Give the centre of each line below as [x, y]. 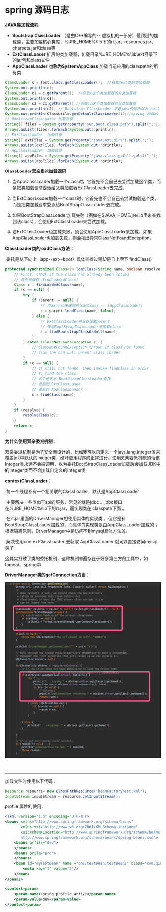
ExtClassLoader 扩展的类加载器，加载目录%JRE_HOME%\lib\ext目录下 [85, 54]
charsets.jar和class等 [34, 48]
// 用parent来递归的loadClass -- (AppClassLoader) [92, 306]
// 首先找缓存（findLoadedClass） [47, 280]
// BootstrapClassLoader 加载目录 [39, 119]
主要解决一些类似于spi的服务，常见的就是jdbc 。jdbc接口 [64, 502]
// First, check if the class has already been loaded [72, 274]
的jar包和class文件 [31, 60]
